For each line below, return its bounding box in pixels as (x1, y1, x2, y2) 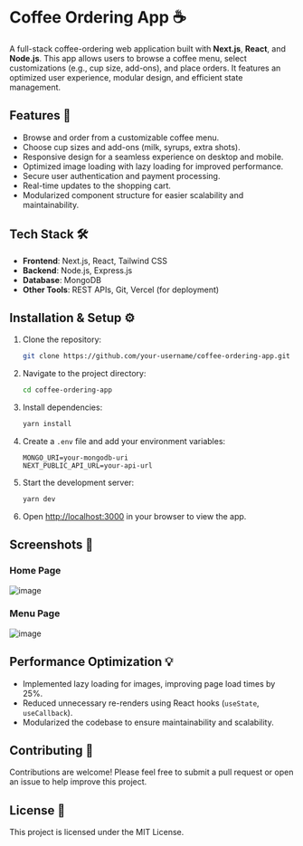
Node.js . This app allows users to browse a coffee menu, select (9, 52, 247, 63)
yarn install (22, 420, 72, 429)
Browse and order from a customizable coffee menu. (22, 132, 220, 143)
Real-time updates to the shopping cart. (22, 180, 172, 191)
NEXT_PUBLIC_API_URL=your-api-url (22, 461, 153, 471)
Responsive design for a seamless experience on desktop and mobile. (22, 151, 284, 162)
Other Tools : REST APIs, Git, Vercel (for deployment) (22, 284, 220, 295)
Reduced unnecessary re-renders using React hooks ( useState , (22, 698, 260, 708)
